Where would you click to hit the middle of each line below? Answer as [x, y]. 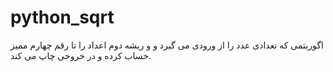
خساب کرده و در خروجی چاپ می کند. [81, 55]
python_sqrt [62, 17]
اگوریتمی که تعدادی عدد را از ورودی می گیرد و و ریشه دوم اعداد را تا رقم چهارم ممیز [167, 45]
